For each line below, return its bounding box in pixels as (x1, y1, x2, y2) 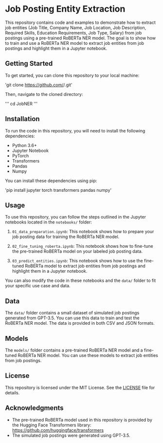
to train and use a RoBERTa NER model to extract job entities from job (5, 40, 145, 46)
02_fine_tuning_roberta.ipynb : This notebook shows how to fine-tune (12, 243, 153, 249)
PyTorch (12, 152, 29, 159)
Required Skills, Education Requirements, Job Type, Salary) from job (5, 30, 142, 36)
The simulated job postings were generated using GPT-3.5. (12, 432, 130, 438)
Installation (5, 115, 40, 123)
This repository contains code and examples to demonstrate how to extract (5, 19, 156, 25)
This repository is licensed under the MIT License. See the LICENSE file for (5, 385, 155, 390)
